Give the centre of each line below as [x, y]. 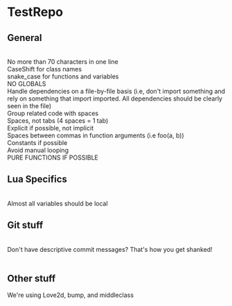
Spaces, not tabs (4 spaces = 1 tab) [58, 121]
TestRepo [35, 12]
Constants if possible [37, 143]
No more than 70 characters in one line [63, 62]
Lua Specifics [37, 179]
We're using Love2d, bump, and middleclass [70, 295]
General [25, 38]
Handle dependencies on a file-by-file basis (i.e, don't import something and [116, 91]
